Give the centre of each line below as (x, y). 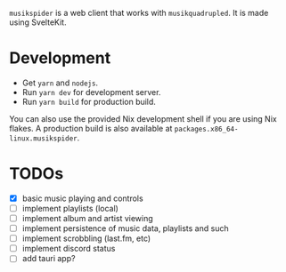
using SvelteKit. (38, 22)
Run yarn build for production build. (89, 101)
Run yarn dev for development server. (91, 92)
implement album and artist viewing (87, 218)
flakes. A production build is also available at (91, 128)
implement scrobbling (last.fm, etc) (86, 238)
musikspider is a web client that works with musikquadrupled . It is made (139, 13)
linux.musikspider (43, 138)
